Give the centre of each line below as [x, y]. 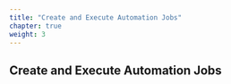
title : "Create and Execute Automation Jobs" [95, 17]
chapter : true [36, 26]
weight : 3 [28, 34]
